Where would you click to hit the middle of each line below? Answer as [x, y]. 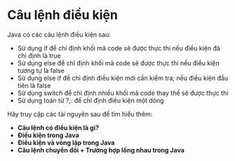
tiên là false [34, 85]
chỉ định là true [39, 56]
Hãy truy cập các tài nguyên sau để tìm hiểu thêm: [80, 114]
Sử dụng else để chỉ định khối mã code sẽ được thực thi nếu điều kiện [118, 63]
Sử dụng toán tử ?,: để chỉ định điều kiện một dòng [90, 100]
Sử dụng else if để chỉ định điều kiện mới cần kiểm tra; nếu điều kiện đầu [123, 78]
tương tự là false [41, 70]
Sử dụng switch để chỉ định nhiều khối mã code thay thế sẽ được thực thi [123, 93]
